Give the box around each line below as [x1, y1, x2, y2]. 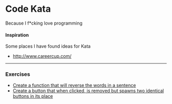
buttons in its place [12, 93, 53, 99]
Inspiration [5, 32, 29, 38]
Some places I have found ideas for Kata [5, 43, 91, 49]
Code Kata [5, 3, 51, 15]
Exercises [5, 71, 31, 78]
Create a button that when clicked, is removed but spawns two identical [12, 88, 164, 94]
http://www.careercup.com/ [12, 53, 72, 59]
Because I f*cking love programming [5, 20, 83, 26]
